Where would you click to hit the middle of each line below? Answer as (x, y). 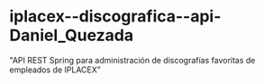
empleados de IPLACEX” (55, 70)
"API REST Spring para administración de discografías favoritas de (132, 60)
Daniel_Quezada (71, 35)
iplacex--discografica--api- (115, 17)
